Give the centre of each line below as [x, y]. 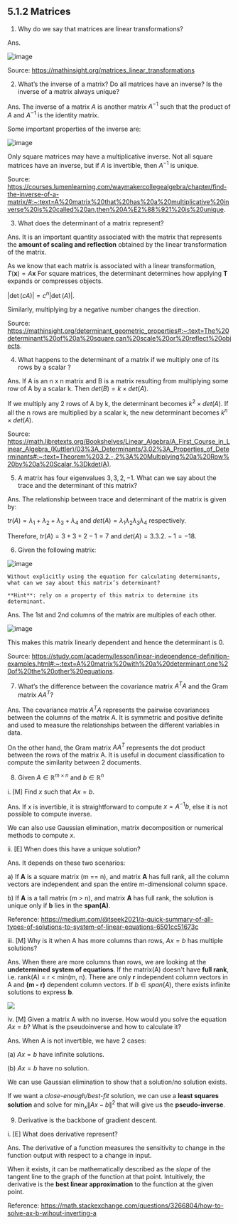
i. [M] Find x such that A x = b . [51, 792]
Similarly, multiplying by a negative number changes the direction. [104, 309]
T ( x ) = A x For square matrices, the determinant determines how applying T [118, 273]
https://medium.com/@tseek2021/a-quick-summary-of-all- [127, 920]
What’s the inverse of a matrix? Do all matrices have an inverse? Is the [120, 84]
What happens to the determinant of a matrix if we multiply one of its [118, 360]
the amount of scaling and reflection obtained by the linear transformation [117, 244]
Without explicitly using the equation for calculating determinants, [114, 576]
